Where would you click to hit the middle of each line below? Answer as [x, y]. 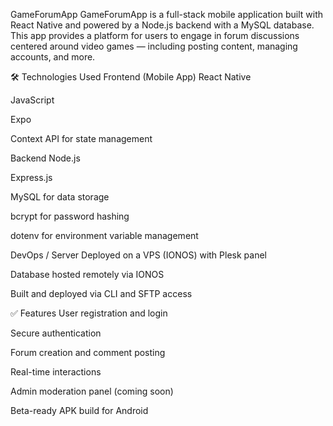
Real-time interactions [56, 372]
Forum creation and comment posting [88, 352]
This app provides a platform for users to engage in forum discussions [155, 35]
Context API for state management [81, 138]
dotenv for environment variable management [104, 235]
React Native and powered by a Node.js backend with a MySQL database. [162, 25]
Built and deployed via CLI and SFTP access [101, 293]
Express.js [31, 177]
